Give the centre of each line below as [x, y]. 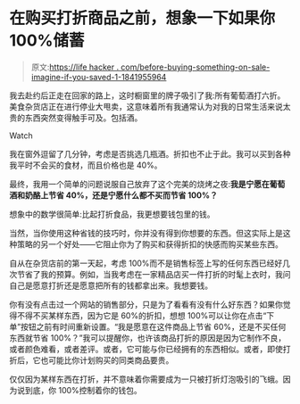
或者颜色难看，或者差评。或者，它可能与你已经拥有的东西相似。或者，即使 [146, 349]
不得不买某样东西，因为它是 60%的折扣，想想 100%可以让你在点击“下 [146, 315]
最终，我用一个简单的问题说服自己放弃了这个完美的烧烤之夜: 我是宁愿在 [140, 184]
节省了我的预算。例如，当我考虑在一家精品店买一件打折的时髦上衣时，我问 [154, 274]
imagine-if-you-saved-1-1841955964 [99, 77]
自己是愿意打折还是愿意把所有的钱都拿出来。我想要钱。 [111, 285]
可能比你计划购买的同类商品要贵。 [111, 360]
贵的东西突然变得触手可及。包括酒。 [76, 118]
